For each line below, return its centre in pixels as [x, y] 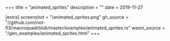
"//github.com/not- [25, 23]
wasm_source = [148, 28]
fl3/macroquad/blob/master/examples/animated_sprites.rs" [68, 28]
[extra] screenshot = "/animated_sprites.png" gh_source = [67, 17]
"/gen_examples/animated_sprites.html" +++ [53, 33]
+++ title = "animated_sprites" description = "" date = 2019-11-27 [74, 7]
